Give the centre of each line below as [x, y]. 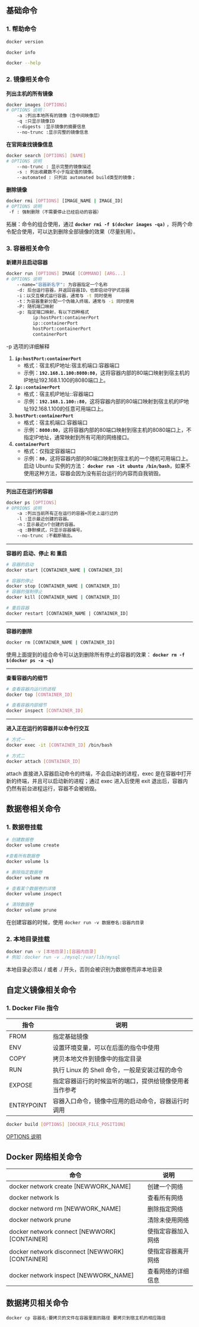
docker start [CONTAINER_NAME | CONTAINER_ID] [65, 570]
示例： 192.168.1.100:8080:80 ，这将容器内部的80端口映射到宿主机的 [107, 373]
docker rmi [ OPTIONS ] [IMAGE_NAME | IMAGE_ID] [65, 201]
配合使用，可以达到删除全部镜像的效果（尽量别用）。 [75, 231]
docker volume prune [32, 910]
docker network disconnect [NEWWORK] [67, 1252]
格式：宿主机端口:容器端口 [55, 422]
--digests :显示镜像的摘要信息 [51, 127]
